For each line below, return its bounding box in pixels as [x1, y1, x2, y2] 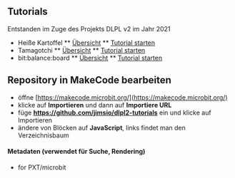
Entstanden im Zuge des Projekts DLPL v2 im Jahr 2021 [7, 24, 171, 33]
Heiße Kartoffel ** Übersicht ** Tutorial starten [17, 38, 156, 47]
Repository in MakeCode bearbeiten [7, 74, 171, 86]
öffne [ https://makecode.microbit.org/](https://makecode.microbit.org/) [17, 93, 228, 102]
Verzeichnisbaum [17, 131, 69, 140]
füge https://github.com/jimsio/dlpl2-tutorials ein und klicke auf [17, 108, 212, 117]
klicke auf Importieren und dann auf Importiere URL [17, 100, 172, 109]
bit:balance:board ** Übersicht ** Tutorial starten [17, 53, 163, 62]
